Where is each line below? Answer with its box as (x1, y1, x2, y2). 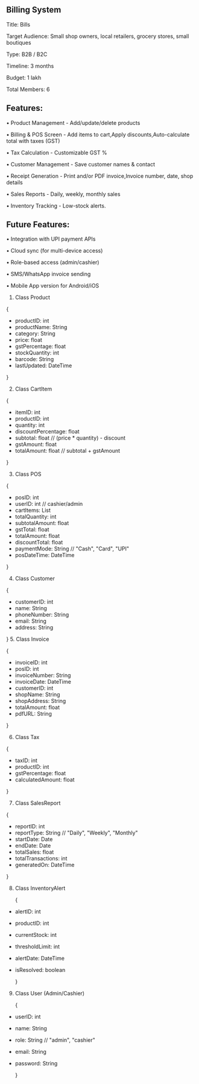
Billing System (6, 5, 62, 15)
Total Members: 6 (6, 86, 50, 93)
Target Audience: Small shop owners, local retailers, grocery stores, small (6, 33, 189, 40)
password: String (14, 1060, 58, 1067)
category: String (14, 330, 55, 337)
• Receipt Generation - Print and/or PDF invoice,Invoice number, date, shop (6, 172, 194, 180)
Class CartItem (14, 385, 52, 392)
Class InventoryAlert (14, 884, 66, 892)
